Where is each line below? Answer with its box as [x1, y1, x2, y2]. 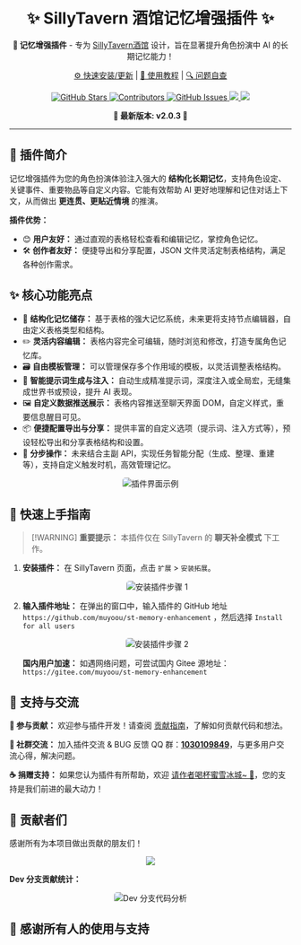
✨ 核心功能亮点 [9, 288, 93, 303]
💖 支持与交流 [9, 695, 79, 710]
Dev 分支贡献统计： [9, 874, 82, 884]
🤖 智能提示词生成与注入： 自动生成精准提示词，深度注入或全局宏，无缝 [21, 374, 284, 386]
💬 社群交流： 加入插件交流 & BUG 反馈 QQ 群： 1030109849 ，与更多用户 [9, 739, 277, 750]
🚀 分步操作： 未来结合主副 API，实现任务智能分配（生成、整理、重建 [21, 448, 275, 459]
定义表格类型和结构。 [30, 324, 109, 335]
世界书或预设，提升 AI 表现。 [30, 386, 137, 397]
